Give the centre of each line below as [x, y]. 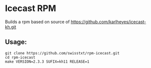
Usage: [16, 42]
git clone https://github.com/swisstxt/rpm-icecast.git [62, 53]
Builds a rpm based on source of [37, 22]
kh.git [11, 27]
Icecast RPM [31, 8]
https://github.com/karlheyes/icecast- [108, 22]
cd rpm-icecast [20, 57]
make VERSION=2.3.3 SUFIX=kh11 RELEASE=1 [47, 61]
